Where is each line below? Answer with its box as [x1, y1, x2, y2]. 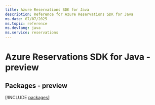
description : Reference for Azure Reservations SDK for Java [5, 12, 134, 17]
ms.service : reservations [5, 30, 58, 35]
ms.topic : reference [5, 21, 48, 26]
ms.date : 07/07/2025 [5, 16, 48, 21]
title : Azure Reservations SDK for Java [5, 7, 90, 12]
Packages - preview [5, 81, 68, 90]
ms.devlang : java [5, 26, 41, 31]
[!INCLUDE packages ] [5, 95, 50, 100]
